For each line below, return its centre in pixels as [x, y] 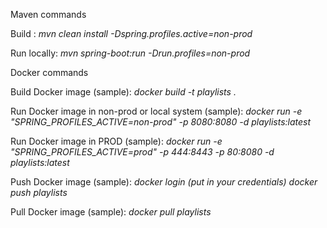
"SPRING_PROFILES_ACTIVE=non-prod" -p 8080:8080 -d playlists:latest [161, 122]
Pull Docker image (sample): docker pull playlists [111, 212]
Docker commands [49, 72]
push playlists [39, 192]
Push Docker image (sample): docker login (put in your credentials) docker [164, 182]
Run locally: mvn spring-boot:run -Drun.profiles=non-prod [130, 53]
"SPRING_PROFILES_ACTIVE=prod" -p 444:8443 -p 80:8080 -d [142, 152]
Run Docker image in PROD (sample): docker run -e [116, 141]
